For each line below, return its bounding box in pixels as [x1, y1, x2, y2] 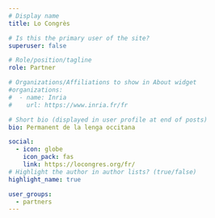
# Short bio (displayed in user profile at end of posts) [8, 115, 208, 124]
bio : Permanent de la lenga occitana [8, 123, 136, 131]
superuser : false [8, 41, 67, 49]
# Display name [8, 11, 60, 20]
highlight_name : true [8, 175, 82, 183]
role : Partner [8, 64, 57, 72]
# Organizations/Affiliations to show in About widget [8, 79, 197, 87]
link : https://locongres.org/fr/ [23, 160, 136, 169]
